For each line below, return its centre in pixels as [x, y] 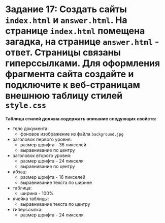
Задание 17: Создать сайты [66, 9]
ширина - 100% [37, 193]
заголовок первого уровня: [42, 139]
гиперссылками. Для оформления [83, 63]
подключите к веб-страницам [73, 85]
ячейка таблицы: [31, 199]
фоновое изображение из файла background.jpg [72, 134]
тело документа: [31, 129]
